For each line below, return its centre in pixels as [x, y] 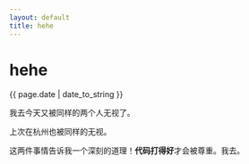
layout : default [39, 17]
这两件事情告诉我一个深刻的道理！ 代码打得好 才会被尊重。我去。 [127, 151]
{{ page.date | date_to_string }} [66, 94]
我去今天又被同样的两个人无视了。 [72, 113]
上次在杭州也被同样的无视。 [60, 132]
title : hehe [31, 26]
